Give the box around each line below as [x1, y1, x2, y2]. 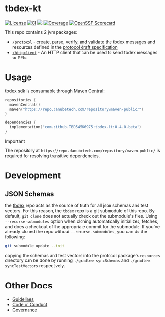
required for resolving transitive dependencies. [5, 153, 100, 159]
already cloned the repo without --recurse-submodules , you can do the [5, 229, 148, 234]
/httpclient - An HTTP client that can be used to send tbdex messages [12, 49, 158, 55]
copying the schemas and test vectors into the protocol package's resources [5, 252, 160, 258]
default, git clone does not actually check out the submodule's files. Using [5, 213, 158, 219]
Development [5, 170, 61, 181]
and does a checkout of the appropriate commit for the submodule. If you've [5, 224, 160, 229]
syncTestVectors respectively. [5, 262, 65, 268]
